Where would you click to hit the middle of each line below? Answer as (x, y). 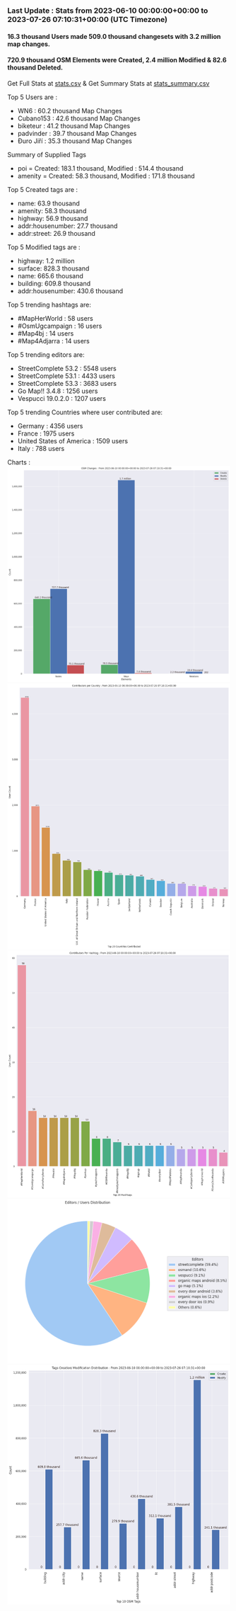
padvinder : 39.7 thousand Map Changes (77, 133)
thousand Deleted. (35, 68)
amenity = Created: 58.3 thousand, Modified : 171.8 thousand (106, 176)
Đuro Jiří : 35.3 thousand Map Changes (75, 141)
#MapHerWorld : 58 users (55, 318)
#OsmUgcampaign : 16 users (60, 326)
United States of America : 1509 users (73, 440)
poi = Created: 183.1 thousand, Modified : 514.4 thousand (100, 168)
